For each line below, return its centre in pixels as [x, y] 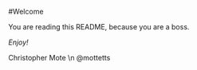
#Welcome [26, 12]
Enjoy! [19, 42]
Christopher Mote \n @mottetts [59, 58]
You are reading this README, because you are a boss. [99, 27]
